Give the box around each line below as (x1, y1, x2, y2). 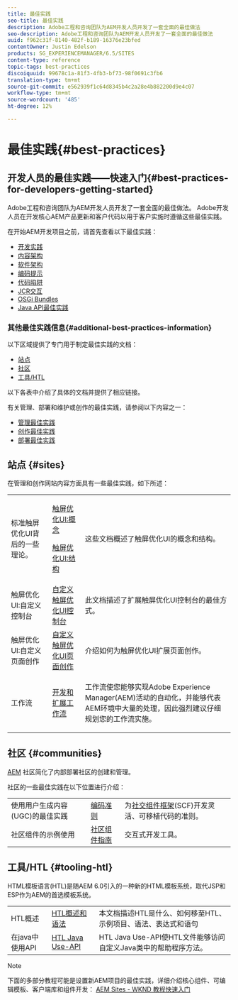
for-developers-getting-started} (7, 184, 154, 196)
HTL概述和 (51, 908, 87, 918)
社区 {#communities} (7, 747, 103, 759)
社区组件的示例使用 (11, 830, 76, 840)
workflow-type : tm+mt (7, 89, 72, 97)
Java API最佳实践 (17, 303, 69, 312)
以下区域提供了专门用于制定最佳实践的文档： (7, 340, 138, 348)
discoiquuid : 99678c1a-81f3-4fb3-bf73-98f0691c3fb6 (7, 70, 163, 77)
